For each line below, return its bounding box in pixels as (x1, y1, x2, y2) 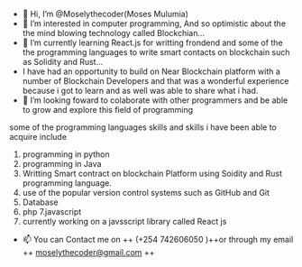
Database (22, 197, 59, 207)
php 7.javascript (22, 207, 82, 216)
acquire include (9, 132, 68, 142)
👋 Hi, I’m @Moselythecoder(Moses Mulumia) (22, 9, 189, 19)
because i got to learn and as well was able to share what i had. (22, 86, 259, 96)
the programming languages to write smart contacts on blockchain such (22, 47, 290, 58)
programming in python (22, 149, 110, 160)
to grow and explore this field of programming (22, 105, 194, 115)
